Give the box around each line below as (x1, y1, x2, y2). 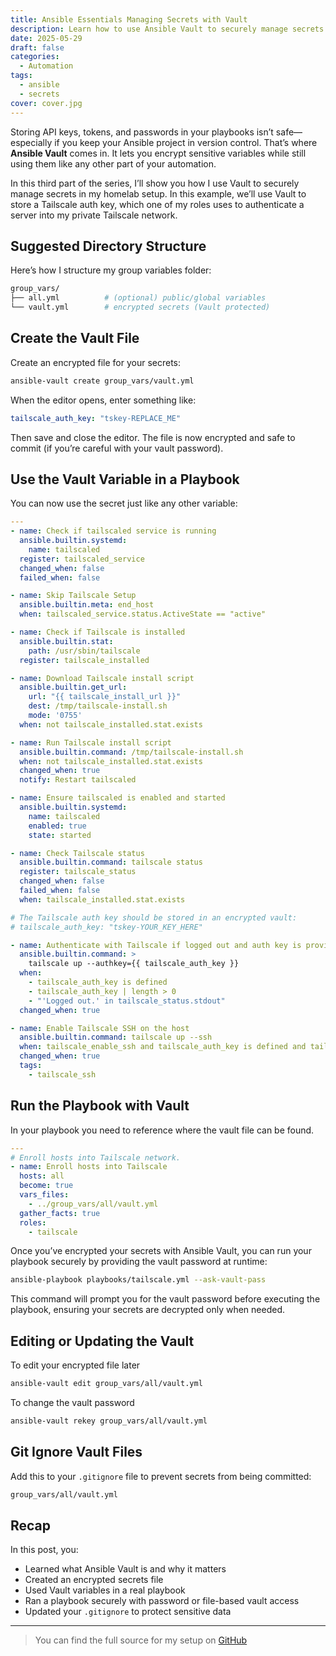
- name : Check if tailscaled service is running (10, 526, 217, 536)
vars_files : (19, 1190, 70, 1200)
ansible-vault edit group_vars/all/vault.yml (10, 1379, 203, 1389)
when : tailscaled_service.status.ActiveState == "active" (19, 609, 267, 620)
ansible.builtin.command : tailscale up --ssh (19, 1032, 213, 1043)
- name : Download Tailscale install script (10, 673, 195, 683)
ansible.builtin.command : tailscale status (19, 857, 203, 868)
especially (10, 136, 53, 148)
